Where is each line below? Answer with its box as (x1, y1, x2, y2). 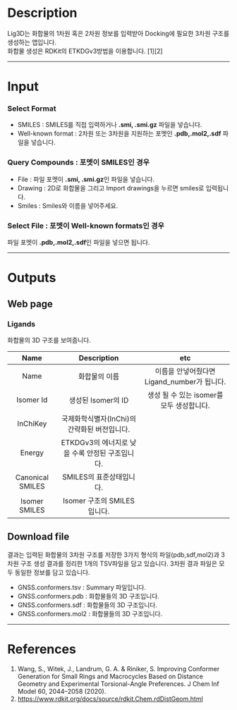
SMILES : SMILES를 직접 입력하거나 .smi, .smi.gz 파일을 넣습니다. (17, 121, 202, 129)
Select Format (7, 104, 56, 114)
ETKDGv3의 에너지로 (61, 437, 128, 447)
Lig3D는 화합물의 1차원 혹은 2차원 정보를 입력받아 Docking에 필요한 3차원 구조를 (7, 29, 230, 37)
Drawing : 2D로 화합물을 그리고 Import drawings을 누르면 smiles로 (17, 183, 205, 192)
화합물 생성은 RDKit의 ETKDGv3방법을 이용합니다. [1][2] (7, 47, 164, 55)
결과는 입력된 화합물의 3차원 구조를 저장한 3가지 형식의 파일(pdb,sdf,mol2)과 (7, 550, 220, 558)
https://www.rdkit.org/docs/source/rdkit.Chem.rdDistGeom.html (17, 694, 203, 703)
